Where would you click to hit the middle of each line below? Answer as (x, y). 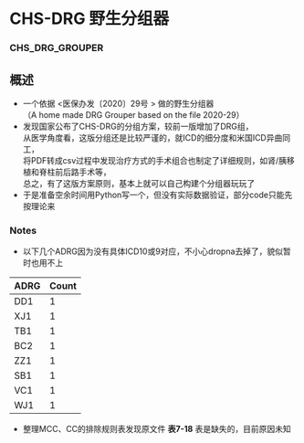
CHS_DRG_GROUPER (57, 48)
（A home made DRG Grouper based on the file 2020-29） (133, 114)
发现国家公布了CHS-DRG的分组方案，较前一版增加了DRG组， (138, 126)
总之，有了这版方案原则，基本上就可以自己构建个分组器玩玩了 (139, 183)
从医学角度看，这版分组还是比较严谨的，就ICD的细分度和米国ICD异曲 (152, 137)
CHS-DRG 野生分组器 (89, 19)
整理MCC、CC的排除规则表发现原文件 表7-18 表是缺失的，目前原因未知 (157, 429)
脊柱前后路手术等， (75, 172)
